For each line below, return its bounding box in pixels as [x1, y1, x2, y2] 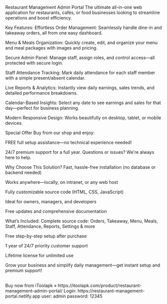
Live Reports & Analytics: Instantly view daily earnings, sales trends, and [5, 85, 154, 91]
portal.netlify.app [5, 293, 41, 299]
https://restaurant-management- [77, 288, 145, 293]
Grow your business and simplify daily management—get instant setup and [5, 262, 160, 268]
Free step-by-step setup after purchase [5, 233, 87, 239]
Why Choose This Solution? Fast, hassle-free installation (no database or [5, 164, 156, 170]
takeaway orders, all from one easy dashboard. [5, 30, 103, 36]
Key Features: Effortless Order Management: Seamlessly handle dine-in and [5, 25, 162, 31]
